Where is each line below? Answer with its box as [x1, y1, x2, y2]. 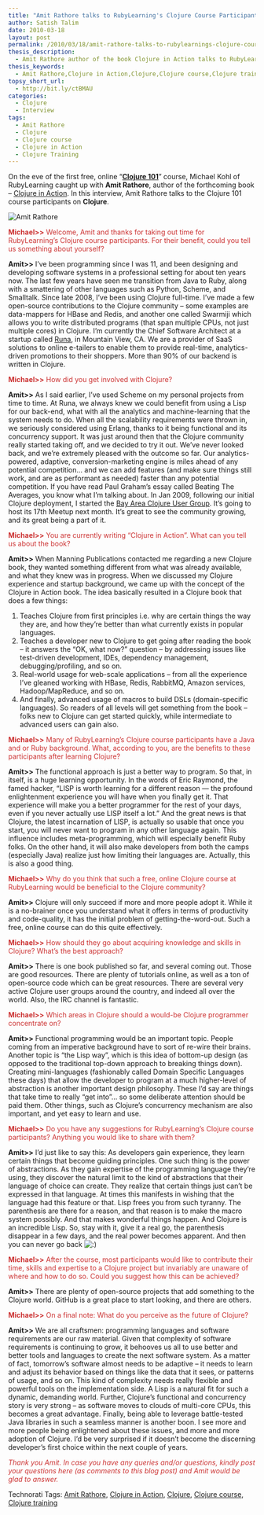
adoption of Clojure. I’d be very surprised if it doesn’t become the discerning [8, 1434, 255, 1443]
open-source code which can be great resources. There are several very [8, 978, 244, 987]
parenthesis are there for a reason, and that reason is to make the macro [8, 1206, 243, 1215]
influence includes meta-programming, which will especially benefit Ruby [8, 834, 246, 844]
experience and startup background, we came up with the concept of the [8, 579, 245, 589]
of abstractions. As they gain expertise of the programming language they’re [8, 1164, 255, 1174]
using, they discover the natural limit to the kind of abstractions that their [8, 1173, 244, 1182]
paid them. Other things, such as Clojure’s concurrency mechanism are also [8, 1101, 253, 1110]
